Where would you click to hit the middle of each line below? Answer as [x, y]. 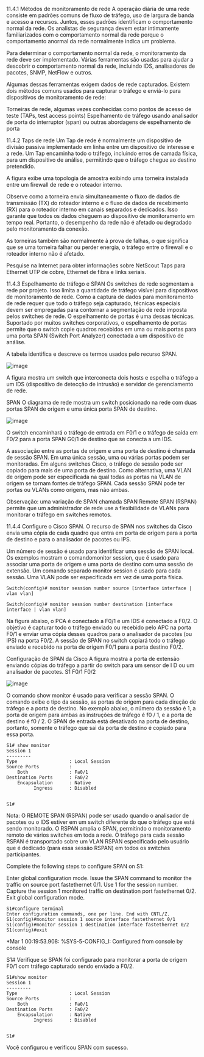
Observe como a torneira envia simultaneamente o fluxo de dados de [93, 197]
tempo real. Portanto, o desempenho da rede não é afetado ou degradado [99, 222]
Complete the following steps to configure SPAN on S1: [75, 866]
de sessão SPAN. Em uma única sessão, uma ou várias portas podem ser [98, 457]
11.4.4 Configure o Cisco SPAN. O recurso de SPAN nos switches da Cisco [100, 526]
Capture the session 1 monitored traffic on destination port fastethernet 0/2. [101, 891]
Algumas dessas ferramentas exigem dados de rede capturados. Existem [98, 84]
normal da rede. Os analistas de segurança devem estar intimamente [93, 28]
